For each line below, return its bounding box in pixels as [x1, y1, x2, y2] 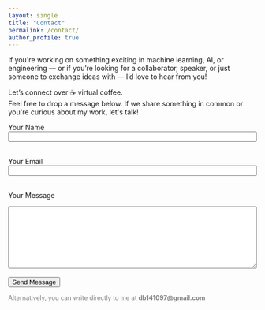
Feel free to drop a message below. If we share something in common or [8, 99, 244, 109]
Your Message [8, 191, 55, 200]
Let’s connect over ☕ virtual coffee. [8, 88, 124, 97]
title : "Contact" [8, 19, 65, 27]
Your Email [8, 157, 43, 166]
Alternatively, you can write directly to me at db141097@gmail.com [8, 293, 206, 302]
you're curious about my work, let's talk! [8, 107, 140, 117]
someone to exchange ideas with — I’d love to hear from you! [8, 72, 207, 81]
